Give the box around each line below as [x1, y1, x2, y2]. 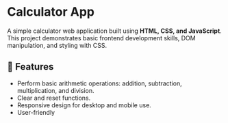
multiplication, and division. [16, 86, 94, 94]
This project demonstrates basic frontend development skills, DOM [7, 33, 197, 42]
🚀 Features [7, 61, 54, 72]
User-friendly [16, 108, 55, 116]
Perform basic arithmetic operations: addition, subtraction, [16, 79, 183, 87]
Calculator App [7, 4, 94, 20]
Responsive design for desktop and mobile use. [16, 100, 152, 109]
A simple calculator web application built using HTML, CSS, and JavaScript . [7, 27, 223, 35]
